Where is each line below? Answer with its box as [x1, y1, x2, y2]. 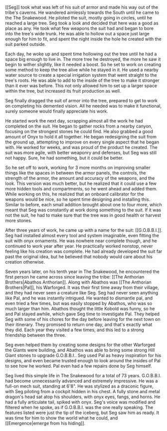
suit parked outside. [5, 41, 46, 47]
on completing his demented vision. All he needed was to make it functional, [5, 103, 162, 109]
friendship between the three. [5, 332, 66, 338]
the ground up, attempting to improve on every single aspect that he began [5, 139, 160, 145]
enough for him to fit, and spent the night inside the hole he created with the [5, 36, 162, 42]
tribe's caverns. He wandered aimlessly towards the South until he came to [5, 9, 160, 15]
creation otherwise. [5, 259, 45, 265]
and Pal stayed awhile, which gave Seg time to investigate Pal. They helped [5, 311, 160, 317]
